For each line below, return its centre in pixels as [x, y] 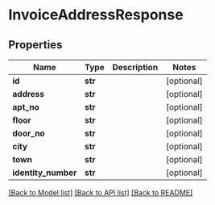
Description [135, 67]
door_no [29, 133]
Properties [35, 45]
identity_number [45, 173]
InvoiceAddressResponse [96, 15]
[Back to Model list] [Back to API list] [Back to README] [101, 192]
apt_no [26, 107]
